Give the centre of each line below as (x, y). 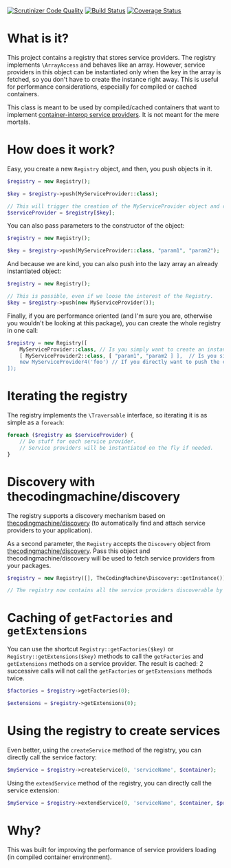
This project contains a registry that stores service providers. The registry (112, 57)
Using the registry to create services (114, 731)
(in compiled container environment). (59, 857)
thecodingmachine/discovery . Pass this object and (79, 551)
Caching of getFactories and (90, 618)
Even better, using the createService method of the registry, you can (104, 750)
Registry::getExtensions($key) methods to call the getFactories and (106, 656)
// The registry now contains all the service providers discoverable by (115, 590)
